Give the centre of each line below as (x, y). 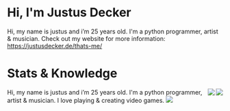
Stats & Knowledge (62, 74)
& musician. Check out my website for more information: (86, 38)
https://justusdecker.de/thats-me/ (55, 46)
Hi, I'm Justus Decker (69, 13)
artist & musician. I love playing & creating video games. (86, 100)
